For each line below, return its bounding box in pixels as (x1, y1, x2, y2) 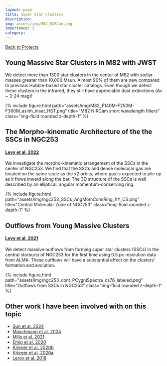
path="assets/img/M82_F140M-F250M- (52, 103, 135, 109)
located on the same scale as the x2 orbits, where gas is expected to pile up (5, 171, 162, 177)
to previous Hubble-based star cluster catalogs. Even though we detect (5, 82, 152, 88)
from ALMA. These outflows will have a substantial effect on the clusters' (5, 257, 156, 263)
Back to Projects (5, 44, 39, 50)
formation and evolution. (5, 262, 56, 268)
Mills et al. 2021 (12, 334, 45, 340)
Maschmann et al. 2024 (12, 328, 61, 334)
